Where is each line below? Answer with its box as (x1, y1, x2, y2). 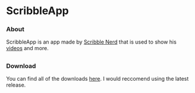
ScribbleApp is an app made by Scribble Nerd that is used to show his (6, 38, 177, 45)
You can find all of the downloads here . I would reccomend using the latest (6, 75, 189, 82)
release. (6, 81, 26, 89)
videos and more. (6, 45, 49, 52)
